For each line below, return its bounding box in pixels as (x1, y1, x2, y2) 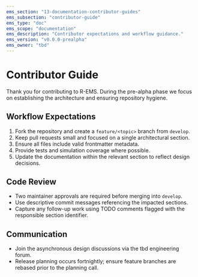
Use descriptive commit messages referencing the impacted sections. (14, 199, 188, 206)
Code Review (6, 177, 57, 187)
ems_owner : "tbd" (6, 43, 50, 49)
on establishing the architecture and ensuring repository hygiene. (6, 94, 168, 101)
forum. (14, 251, 32, 258)
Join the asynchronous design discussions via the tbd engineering (14, 245, 179, 252)
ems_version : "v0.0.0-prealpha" (6, 37, 87, 43)
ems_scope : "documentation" (6, 25, 77, 32)
